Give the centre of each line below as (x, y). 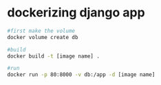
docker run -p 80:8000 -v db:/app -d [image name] (81, 75)
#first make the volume (41, 31)
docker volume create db (43, 37)
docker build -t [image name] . (53, 56)
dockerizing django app (76, 13)
